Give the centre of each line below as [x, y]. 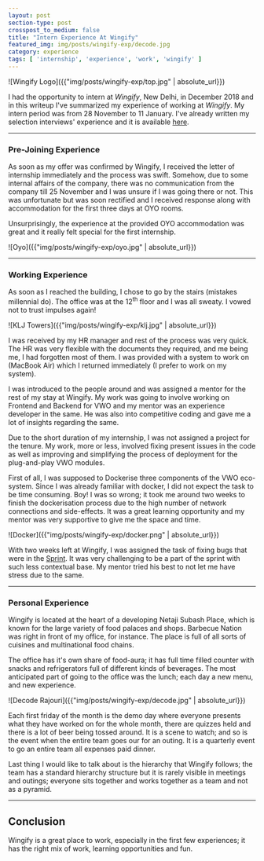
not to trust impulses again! [52, 310]
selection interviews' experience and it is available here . [99, 122]
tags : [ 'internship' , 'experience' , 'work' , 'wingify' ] [105, 60]
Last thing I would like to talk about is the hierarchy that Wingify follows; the [130, 764]
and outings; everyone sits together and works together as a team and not [128, 781]
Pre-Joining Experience [54, 149]
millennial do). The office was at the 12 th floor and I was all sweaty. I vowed [130, 301]
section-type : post [40, 23]
